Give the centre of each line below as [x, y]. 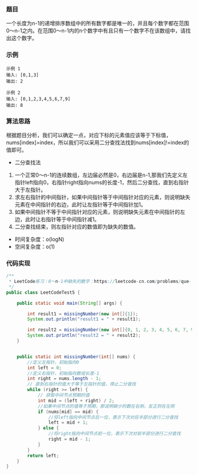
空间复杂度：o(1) [35, 246]
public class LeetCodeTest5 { [43, 292]
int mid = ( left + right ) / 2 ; [76, 401]
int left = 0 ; [44, 367]
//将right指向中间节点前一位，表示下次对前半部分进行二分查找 [114, 434]
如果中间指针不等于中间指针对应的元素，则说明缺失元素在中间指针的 [97, 212]
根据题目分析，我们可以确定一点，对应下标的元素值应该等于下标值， [89, 135]
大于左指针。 [30, 190]
